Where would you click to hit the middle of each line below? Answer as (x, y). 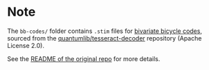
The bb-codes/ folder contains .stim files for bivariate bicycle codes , (105, 31)
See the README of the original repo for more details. (84, 58)
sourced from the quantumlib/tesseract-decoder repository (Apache (104, 38)
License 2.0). (26, 45)
